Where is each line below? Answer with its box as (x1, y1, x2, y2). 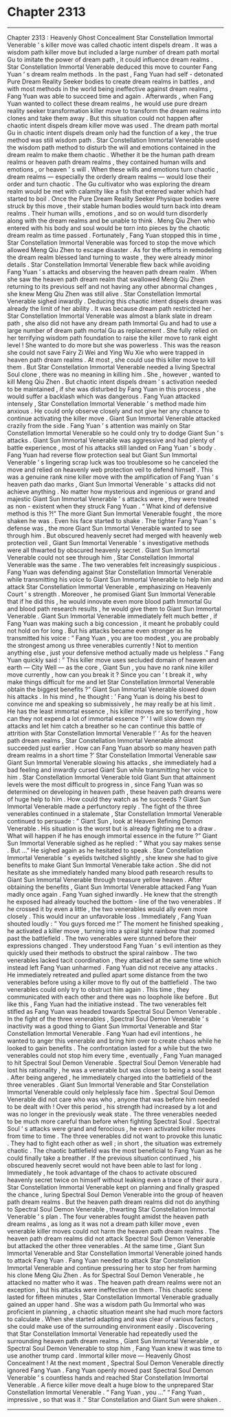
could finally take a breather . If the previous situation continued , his (7, 1154, 201, 1162)
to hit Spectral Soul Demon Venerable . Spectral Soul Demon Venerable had (7, 1059, 221, 1067)
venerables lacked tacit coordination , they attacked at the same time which (7, 956, 221, 964)
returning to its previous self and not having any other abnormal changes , (7, 282, 217, 290)
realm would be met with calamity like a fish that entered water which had (7, 187, 216, 195)
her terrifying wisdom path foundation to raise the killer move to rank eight (7, 334, 218, 342)
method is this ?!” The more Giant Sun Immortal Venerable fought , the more (7, 509, 222, 518)
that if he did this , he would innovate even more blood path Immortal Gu (7, 597, 212, 605)
